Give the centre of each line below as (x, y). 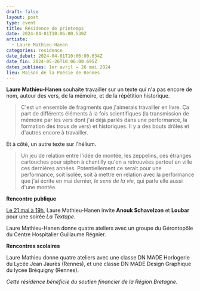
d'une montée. (39, 187)
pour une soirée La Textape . (41, 217)
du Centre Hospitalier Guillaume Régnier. (56, 234)
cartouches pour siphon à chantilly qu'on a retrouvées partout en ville (106, 162)
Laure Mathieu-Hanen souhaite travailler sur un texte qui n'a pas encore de (99, 89)
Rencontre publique (31, 199)
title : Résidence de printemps (45, 28)
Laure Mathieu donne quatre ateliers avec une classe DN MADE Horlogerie (98, 258)
